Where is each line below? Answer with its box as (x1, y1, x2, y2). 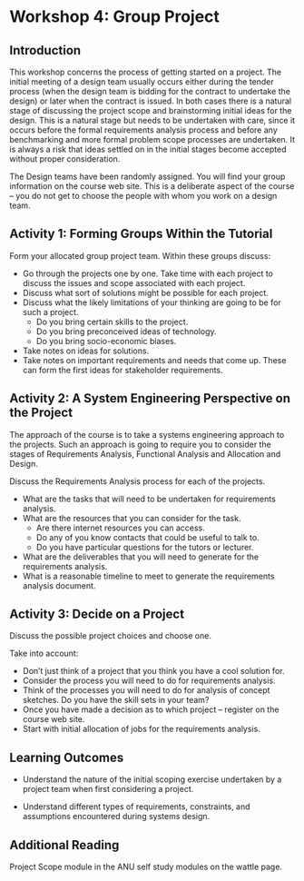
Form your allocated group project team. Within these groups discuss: (9, 250, 270, 261)
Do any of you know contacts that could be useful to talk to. (35, 531, 260, 542)
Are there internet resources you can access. (35, 522, 206, 533)
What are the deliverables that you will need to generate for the (22, 551, 260, 562)
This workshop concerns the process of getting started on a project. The (9, 66, 282, 77)
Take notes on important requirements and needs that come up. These (22, 354, 287, 365)
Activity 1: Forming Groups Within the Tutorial (9, 226, 273, 242)
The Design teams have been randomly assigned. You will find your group (9, 171, 286, 182)
